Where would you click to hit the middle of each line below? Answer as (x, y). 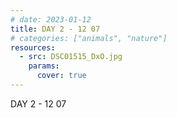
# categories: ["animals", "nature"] (89, 38)
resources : (33, 47)
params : (44, 66)
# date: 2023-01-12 (51, 19)
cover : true (61, 76)
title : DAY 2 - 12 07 (55, 29)
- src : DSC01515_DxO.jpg (71, 57)
